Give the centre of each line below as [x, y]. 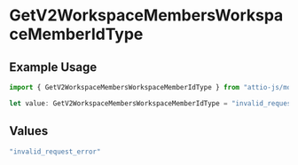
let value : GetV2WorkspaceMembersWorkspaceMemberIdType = [118, 103]
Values [29, 131]
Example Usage [53, 67]
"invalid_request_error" [55, 152]
